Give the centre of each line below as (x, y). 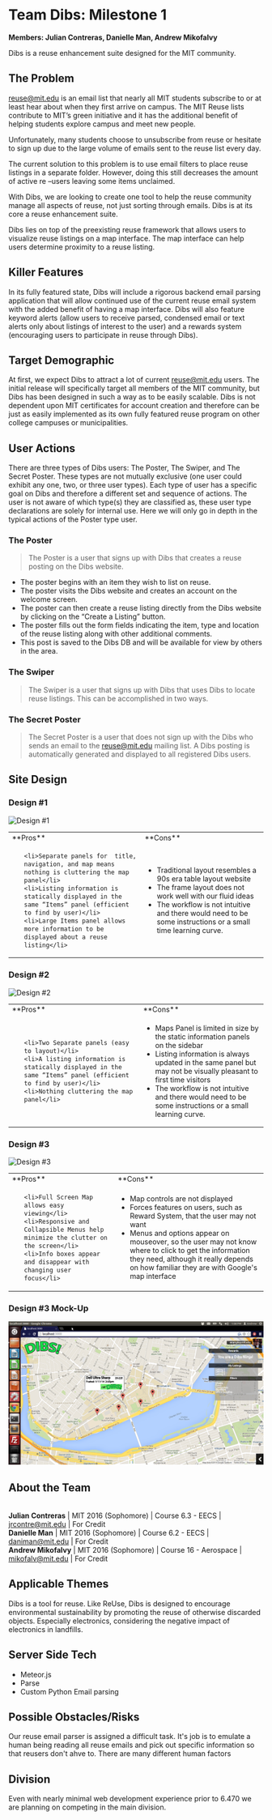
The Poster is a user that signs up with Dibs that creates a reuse (135, 558)
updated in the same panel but (206, 1062)
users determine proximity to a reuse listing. (82, 247)
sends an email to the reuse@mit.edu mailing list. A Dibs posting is (139, 746)
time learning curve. (190, 930)
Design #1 (28, 803)
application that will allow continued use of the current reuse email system (132, 300)
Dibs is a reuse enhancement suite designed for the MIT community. (122, 53)
